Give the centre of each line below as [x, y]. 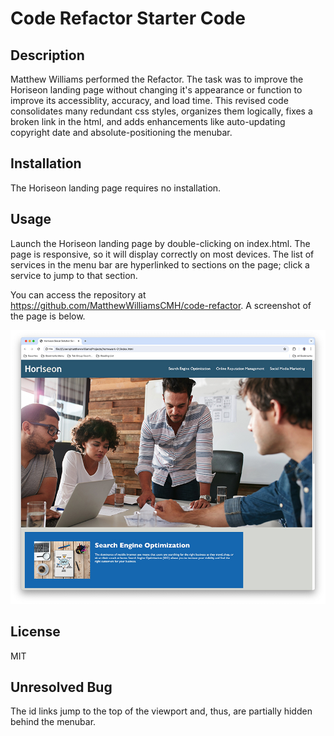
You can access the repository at [78, 294]
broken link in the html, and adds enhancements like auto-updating [148, 121]
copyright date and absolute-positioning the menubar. [121, 132]
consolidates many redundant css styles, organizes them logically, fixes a [161, 111]
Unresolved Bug [61, 687]
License [35, 632]
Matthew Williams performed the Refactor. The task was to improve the [157, 79]
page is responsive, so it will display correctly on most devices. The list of [162, 254]
